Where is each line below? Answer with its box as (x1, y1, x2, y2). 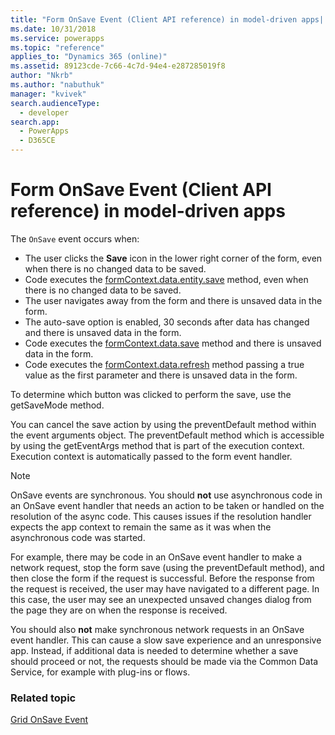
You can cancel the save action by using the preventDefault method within (10, 418, 317, 430)
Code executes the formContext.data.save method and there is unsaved (24, 337, 322, 349)
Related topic (10, 691, 77, 705)
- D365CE (19, 136, 56, 146)
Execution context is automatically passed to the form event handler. (10, 450, 293, 462)
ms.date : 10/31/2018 (10, 24, 97, 34)
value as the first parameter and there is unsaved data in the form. (24, 369, 298, 381)
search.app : (10, 117, 60, 127)
